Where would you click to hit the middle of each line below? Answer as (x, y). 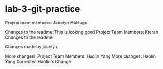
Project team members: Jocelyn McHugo (46, 23)
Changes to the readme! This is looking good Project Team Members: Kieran (82, 32)
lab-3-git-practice (43, 9)
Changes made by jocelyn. (32, 46)
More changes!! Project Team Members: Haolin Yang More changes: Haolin (81, 56)
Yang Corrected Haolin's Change (38, 61)
